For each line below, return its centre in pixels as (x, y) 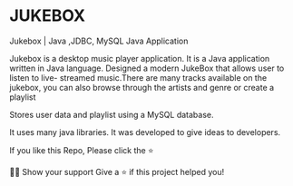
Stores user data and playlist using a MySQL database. (112, 114)
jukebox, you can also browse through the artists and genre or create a (142, 87)
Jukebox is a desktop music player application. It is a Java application (140, 58)
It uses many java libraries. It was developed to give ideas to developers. (145, 132)
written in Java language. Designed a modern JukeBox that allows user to (147, 68)
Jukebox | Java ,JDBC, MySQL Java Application (99, 41)
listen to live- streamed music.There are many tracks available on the (138, 77)
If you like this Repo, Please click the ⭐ (82, 150)
